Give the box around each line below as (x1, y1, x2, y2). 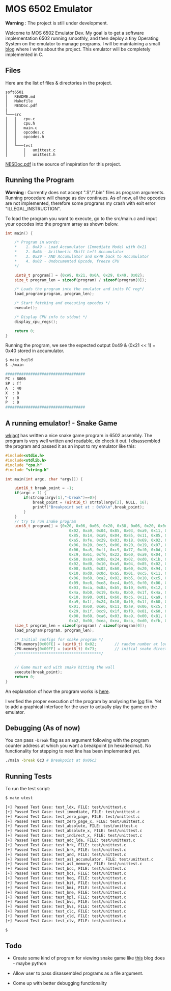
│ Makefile (5, 98, 33, 103)
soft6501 (5, 90, 24, 95)
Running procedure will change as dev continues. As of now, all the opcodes (5, 195, 166, 201)
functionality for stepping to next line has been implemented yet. (5, 748, 141, 754)
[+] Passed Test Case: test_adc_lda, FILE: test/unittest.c (5, 838, 136, 843)
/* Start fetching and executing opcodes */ (14, 301, 110, 306)
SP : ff (5, 381, 22, 386)
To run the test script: (5, 786, 50, 791)
